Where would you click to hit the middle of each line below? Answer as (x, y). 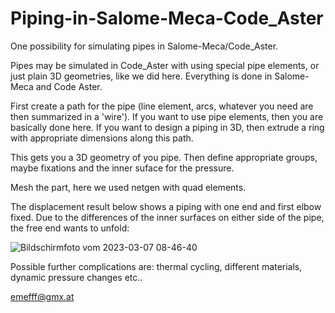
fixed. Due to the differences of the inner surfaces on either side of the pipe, (167, 217)
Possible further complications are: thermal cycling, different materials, (156, 266)
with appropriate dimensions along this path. (102, 138)
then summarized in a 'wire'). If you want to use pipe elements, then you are (167, 116)
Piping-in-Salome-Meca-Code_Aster (167, 18)
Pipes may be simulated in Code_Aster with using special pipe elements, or (165, 65)
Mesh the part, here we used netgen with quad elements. (128, 187)
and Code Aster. (69, 86)
